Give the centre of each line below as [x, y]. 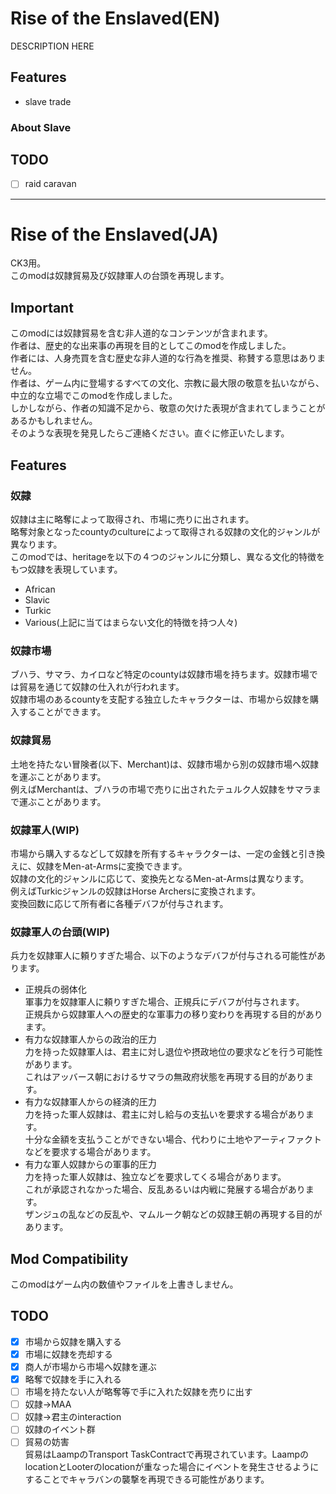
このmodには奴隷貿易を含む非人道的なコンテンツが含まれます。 [141, 333]
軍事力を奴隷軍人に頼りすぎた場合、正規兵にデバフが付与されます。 [164, 1002]
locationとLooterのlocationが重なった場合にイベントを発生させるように [172, 1467]
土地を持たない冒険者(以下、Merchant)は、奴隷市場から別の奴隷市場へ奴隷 [165, 764]
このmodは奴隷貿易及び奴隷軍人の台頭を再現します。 [120, 276]
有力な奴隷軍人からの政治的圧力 [90, 1039]
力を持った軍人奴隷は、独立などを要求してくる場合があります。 [155, 1177]
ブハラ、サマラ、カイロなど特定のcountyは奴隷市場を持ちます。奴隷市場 [160, 674]
